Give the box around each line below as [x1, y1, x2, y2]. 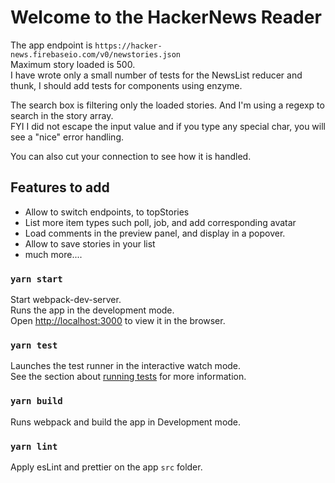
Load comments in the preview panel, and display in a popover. [24, 227, 286, 239]
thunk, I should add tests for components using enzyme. [10, 79, 243, 91]
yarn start [10, 273, 63, 285]
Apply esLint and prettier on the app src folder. [10, 461, 203, 473]
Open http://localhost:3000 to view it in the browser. [10, 315, 226, 327]
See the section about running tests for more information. [10, 371, 247, 383]
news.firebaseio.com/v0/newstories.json [10, 49, 182, 60]
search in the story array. [10, 109, 114, 121]
